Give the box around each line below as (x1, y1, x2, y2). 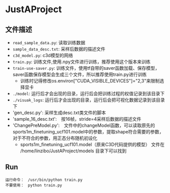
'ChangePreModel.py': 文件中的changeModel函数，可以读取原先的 (12, 122, 155, 128)
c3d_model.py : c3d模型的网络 (12, 52, 73, 58)
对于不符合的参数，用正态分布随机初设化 (12, 135, 97, 141)
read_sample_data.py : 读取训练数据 (12, 40, 85, 45)
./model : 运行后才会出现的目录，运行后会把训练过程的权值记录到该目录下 (12, 91, 165, 96)
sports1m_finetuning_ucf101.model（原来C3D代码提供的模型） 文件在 (20, 142, 165, 147)
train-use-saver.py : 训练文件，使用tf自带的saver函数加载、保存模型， (12, 65, 160, 71)
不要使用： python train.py (5, 182, 62, 188)
